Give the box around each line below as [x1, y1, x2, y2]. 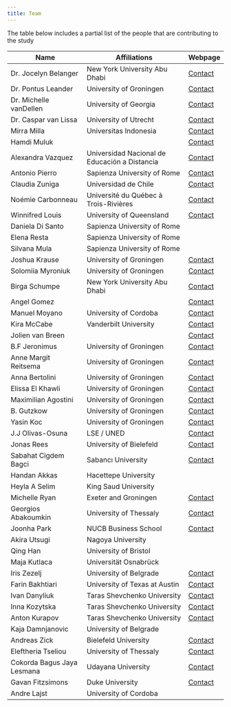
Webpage [188, 52, 221, 62]
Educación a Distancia [87, 157, 159, 166]
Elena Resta [10, 232, 49, 242]
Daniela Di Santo [10, 221, 64, 231]
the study [7, 36, 34, 45]
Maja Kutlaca [10, 557, 53, 567]
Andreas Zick [10, 635, 54, 644]
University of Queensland [87, 210, 169, 220]
